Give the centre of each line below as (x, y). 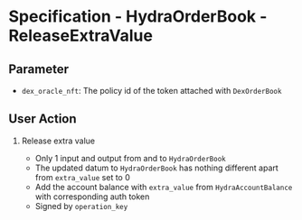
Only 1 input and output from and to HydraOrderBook (131, 158)
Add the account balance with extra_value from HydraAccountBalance (164, 187)
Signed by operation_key (81, 206)
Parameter (39, 69)
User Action (43, 119)
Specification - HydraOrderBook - (138, 17)
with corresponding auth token (92, 197)
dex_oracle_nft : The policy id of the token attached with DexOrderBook (151, 91)
